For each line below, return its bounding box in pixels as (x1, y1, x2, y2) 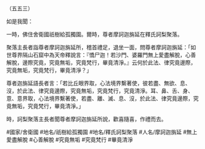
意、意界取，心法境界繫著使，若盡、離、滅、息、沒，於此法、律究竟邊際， (6, 95, 193, 102)
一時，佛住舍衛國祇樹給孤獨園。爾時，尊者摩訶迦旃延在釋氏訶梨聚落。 (6, 31, 183, 38)
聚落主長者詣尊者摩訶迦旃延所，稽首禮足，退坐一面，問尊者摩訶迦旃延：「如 (6, 44, 196, 51)
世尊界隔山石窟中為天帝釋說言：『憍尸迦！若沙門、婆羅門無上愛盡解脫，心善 (6, 51, 196, 59)
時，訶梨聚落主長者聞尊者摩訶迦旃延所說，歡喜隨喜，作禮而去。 (6, 115, 167, 123)
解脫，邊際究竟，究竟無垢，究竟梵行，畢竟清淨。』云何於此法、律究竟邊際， (6, 59, 196, 66)
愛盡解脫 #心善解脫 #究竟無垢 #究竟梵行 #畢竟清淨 (6, 136, 133, 143)
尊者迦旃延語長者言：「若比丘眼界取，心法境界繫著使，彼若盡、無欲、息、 (6, 79, 191, 87)
